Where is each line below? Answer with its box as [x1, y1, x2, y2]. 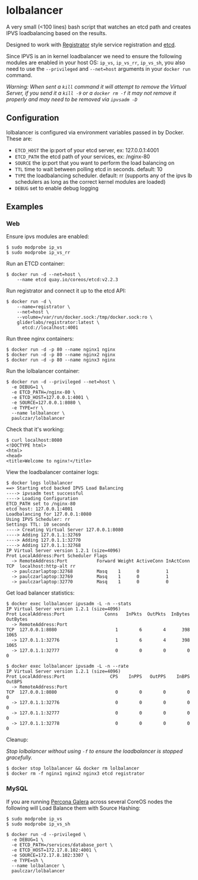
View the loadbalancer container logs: [6, 469, 99, 476]
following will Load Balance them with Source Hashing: [6, 804, 141, 812]
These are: [6, 135, 33, 142]
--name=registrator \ [17, 304, 70, 310]
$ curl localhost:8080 [6, 438, 62, 444]
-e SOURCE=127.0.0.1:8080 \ [11, 400, 81, 406]
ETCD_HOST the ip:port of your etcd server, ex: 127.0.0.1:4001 [14, 146, 159, 153]
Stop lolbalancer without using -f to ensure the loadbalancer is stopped [6, 747, 183, 755]
